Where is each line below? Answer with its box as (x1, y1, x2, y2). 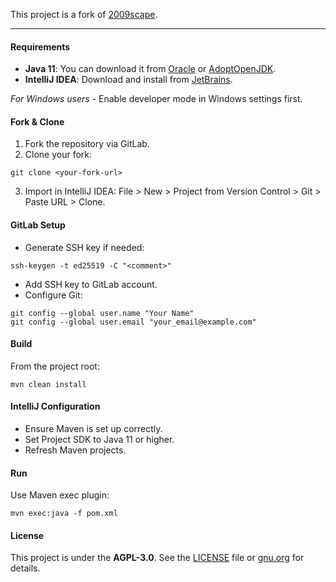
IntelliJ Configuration (10, 400, 101, 413)
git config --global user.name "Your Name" (10, 308, 195, 318)
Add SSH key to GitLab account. (24, 278, 158, 290)
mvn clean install (10, 379, 87, 389)
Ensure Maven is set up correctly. (24, 423, 163, 435)
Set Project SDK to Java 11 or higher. (24, 434, 175, 446)
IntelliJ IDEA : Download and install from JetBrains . (24, 74, 233, 86)
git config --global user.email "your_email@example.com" (10, 317, 257, 327)
